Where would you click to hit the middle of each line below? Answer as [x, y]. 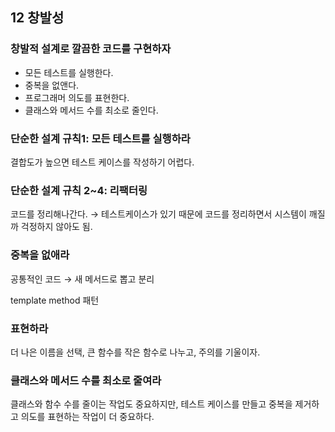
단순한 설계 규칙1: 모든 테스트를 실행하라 [100, 138]
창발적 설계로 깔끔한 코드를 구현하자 [91, 49]
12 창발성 [37, 18]
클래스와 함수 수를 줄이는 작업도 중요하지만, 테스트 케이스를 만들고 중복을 [151, 404]
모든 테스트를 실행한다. [69, 72]
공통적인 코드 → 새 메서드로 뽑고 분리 [82, 279]
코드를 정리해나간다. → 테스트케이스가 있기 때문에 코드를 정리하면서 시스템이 [158, 214]
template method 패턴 [55, 300]
